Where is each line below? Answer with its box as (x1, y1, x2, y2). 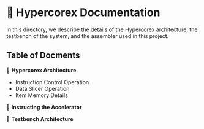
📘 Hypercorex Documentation (6, 6, 161, 20)
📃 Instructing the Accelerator (6, 103, 82, 111)
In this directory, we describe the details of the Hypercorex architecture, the (6, 26, 198, 33)
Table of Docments (6, 50, 80, 61)
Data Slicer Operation (15, 85, 70, 92)
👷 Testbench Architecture (6, 115, 74, 122)
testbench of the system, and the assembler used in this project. (6, 32, 169, 39)
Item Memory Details (15, 92, 69, 99)
